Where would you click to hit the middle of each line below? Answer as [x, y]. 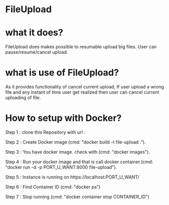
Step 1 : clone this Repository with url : [45, 132]
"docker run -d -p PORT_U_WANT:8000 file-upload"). [61, 167]
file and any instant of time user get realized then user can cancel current [82, 92]
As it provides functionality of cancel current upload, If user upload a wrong [85, 87]
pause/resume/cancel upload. [37, 52]
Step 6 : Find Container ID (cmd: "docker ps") [53, 187]
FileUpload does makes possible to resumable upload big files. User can [81, 47]
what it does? [34, 33]
